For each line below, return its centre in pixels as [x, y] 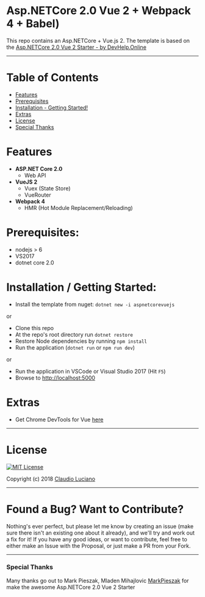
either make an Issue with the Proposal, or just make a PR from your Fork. [99, 546]
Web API [35, 175]
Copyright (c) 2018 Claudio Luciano [51, 479]
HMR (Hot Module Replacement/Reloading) [78, 208]
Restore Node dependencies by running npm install [81, 341]
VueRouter [38, 195]
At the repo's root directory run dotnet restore [74, 334]
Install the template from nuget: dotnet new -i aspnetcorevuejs [95, 304]
